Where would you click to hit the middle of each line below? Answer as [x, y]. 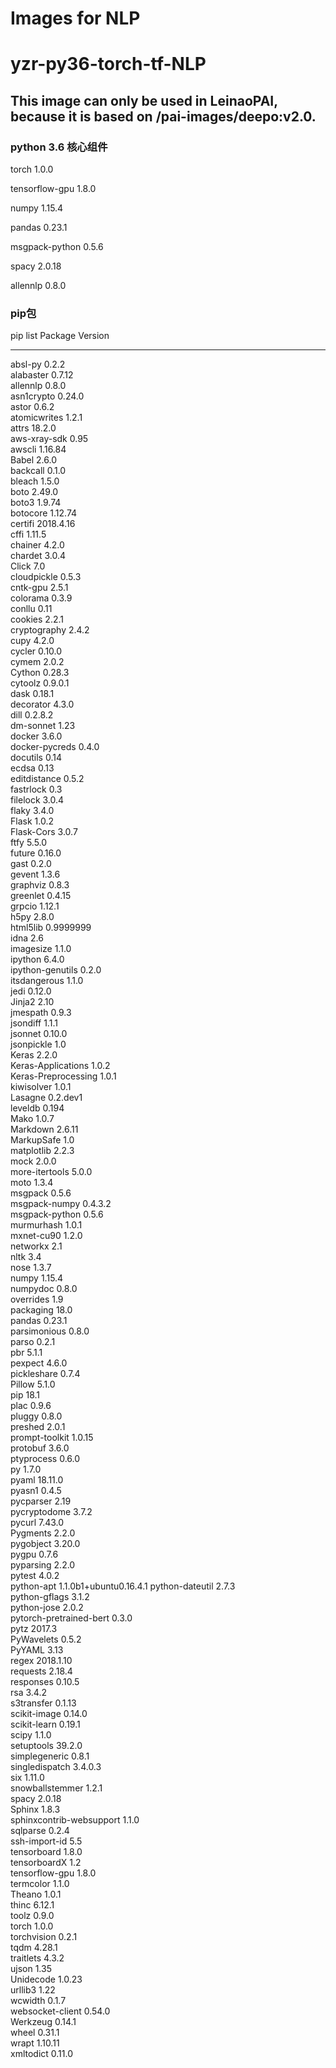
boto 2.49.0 [34, 492]
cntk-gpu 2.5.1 [39, 588]
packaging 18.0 [41, 1310]
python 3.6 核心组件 [59, 147]
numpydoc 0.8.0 [44, 1289]
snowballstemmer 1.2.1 [56, 1788]
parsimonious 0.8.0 [50, 1331]
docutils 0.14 [36, 758]
